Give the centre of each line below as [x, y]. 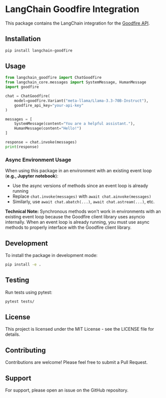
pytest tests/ [20, 301]
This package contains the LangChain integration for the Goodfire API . [77, 23]
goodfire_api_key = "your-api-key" [49, 105]
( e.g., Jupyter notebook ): [32, 176]
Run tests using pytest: [29, 292]
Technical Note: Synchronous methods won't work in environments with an [83, 211]
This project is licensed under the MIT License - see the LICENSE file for [79, 329]
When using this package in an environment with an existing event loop [78, 171]
